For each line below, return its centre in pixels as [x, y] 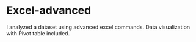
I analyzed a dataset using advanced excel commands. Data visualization [98, 27]
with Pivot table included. [38, 33]
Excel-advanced [49, 10]
